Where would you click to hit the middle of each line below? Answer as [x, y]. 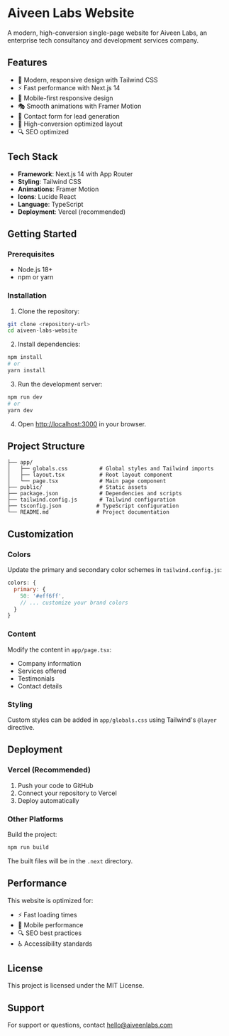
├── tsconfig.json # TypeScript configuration [93, 506]
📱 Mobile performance [50, 924]
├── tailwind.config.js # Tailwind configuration [91, 500]
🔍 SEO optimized [43, 131]
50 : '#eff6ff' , [43, 596]
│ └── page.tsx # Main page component [87, 481]
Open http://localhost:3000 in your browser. [82, 423]
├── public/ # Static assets [77, 487]
